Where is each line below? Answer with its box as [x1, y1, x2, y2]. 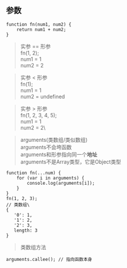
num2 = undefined [20, 93, 65, 100]
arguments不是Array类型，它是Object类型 [20, 158, 121, 165]
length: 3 [13, 228, 38, 233]
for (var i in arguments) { [16, 175, 84, 181]
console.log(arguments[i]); [27, 180, 95, 186]
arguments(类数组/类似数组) [20, 136, 88, 143]
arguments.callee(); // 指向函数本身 [6, 256, 92, 262]
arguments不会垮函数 [20, 143, 72, 151]
